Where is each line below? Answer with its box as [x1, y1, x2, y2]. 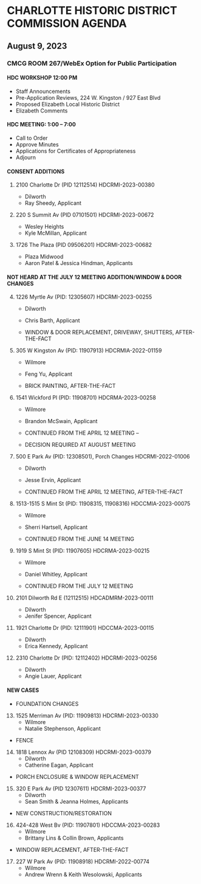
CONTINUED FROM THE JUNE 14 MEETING [24, 536, 134, 543]
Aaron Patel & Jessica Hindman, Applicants [24, 260, 133, 267]
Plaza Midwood [24, 253, 64, 260]
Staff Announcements [15, 88, 70, 95]
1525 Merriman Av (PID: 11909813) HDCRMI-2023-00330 [15, 712, 158, 719]
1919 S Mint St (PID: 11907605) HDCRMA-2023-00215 [15, 547, 150, 554]
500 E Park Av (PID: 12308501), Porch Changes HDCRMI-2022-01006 [15, 453, 190, 460]
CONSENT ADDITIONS [7, 168, 65, 175]
